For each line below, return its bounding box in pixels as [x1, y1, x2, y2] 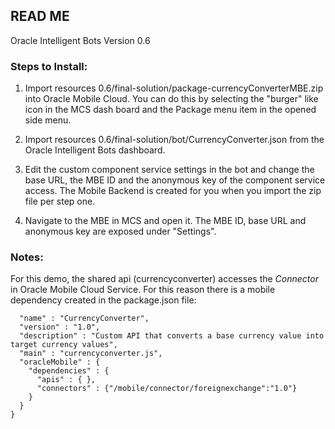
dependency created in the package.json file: [10, 294, 197, 306]
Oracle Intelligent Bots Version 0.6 [10, 34, 151, 46]
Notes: [10, 250, 44, 264]
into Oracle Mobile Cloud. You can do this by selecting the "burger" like [24, 93, 319, 105]
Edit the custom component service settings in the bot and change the [24, 164, 315, 176]
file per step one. [24, 195, 96, 208]
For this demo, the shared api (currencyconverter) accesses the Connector [10, 273, 319, 285]
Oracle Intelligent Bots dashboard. [24, 144, 166, 156]
